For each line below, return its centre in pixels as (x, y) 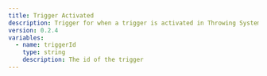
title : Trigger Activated (51, 15)
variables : (26, 38)
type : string (44, 52)
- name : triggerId (46, 45)
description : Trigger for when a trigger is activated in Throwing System (135, 23)
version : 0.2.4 (33, 30)
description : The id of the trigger (83, 60)
